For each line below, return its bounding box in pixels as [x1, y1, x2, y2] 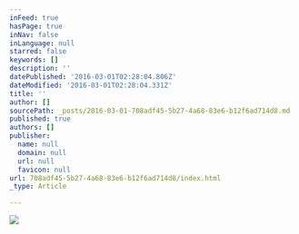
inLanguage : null [9, 38, 75, 48]
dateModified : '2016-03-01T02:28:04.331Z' [9, 81, 173, 90]
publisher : [9, 132, 51, 141]
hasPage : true [9, 22, 64, 31]
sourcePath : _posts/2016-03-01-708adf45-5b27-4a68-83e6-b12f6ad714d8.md [9, 106, 291, 115]
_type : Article [9, 182, 67, 191]
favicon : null [17, 165, 71, 174]
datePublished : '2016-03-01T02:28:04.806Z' [9, 73, 177, 82]
